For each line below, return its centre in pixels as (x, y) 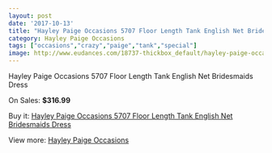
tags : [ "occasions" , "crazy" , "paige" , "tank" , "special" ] (103, 46)
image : (19, 53)
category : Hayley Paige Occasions (67, 38)
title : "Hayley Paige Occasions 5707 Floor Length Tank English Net (126, 31)
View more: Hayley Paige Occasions (69, 140)
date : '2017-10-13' (41, 23)
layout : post (30, 16)
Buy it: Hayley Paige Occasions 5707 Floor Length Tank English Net (121, 116)
